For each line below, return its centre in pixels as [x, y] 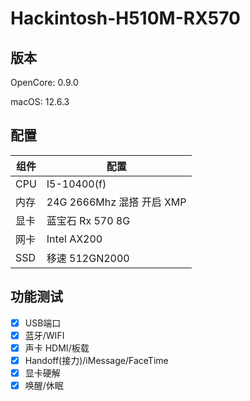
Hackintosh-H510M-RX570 [125, 18]
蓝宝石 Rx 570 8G [88, 220]
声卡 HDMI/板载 [57, 348]
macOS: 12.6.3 [40, 101]
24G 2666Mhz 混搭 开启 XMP [116, 202]
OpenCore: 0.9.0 [44, 82]
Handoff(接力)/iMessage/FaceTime [96, 360]
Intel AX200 [74, 239]
